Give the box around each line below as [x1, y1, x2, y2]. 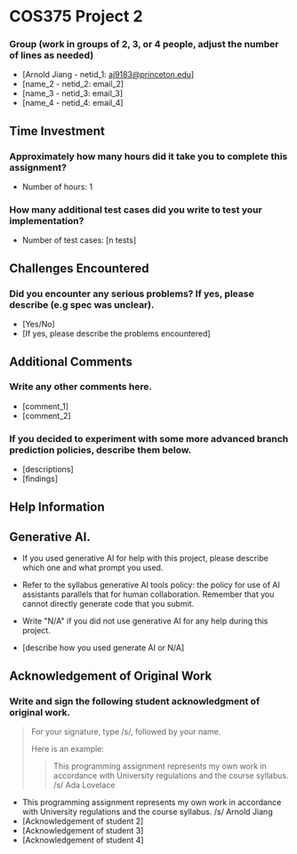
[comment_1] [21, 400, 69, 411]
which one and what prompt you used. [21, 562, 164, 573]
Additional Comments [9, 354, 133, 369]
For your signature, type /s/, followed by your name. [30, 727, 221, 737]
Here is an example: [30, 744, 105, 754]
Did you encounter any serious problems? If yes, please [9, 287, 255, 300]
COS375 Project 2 [9, 6, 144, 27]
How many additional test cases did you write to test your [9, 204, 262, 216]
